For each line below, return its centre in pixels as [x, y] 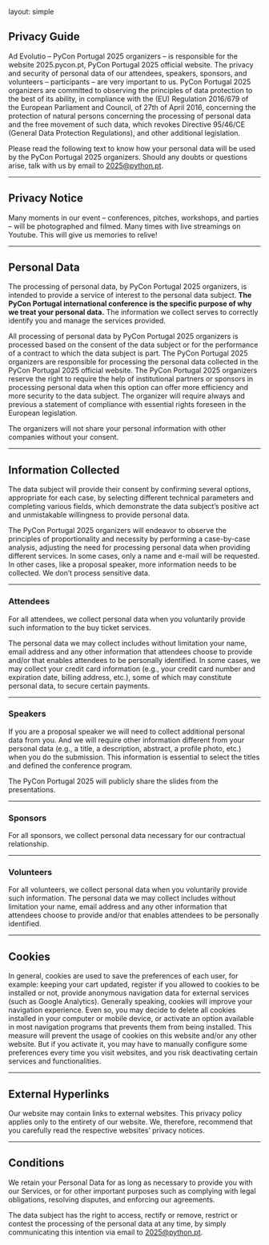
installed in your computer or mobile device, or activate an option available [131, 1019]
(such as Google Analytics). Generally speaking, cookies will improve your [130, 1002]
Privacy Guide [44, 37]
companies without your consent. [63, 437]
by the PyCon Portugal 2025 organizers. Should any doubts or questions [128, 157]
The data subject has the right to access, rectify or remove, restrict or [123, 1214]
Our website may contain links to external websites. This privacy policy [125, 1113]
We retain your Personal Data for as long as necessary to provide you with [131, 1182]
